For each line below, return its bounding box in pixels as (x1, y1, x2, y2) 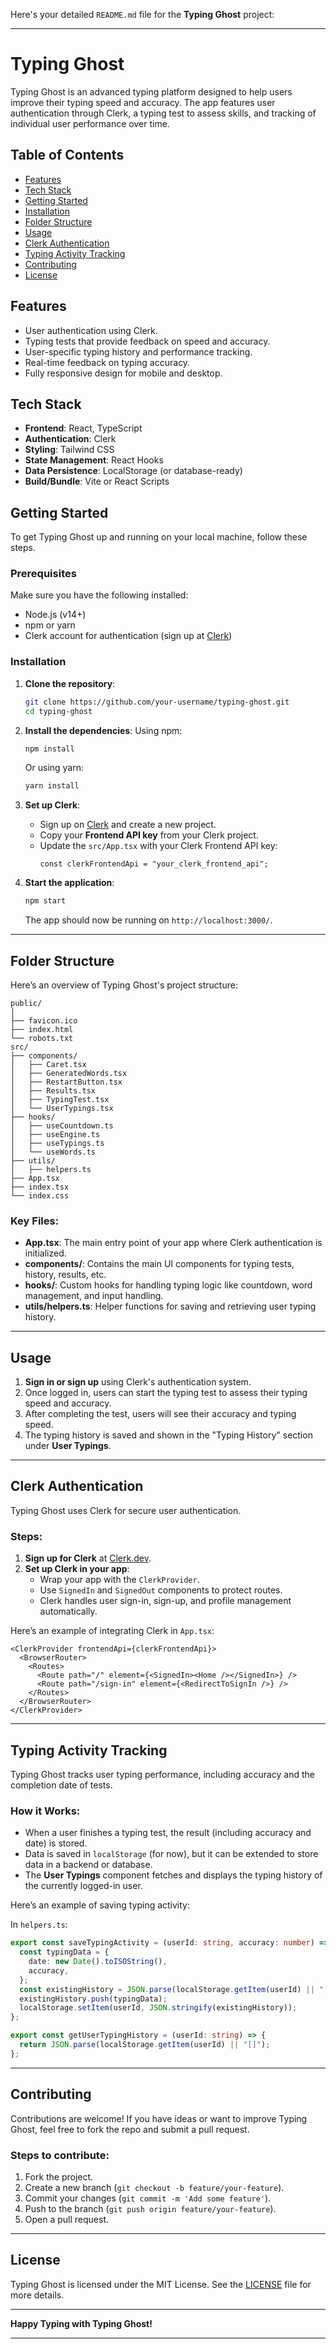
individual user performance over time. (10, 117, 170, 129)
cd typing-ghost (24, 706, 93, 716)
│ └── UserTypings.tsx (10, 1103, 114, 1113)
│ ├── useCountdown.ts (10, 1120, 114, 1131)
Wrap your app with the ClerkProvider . (39, 1574, 200, 1586)
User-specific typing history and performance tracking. (24, 345, 253, 358)
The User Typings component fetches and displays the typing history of (24, 1869, 323, 1881)
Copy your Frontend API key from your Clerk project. (39, 829, 259, 841)
